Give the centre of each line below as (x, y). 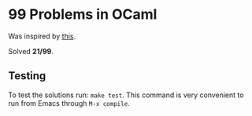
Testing (27, 76)
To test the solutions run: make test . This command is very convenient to (126, 95)
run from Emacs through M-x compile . (69, 103)
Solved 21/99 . (31, 51)
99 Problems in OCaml (83, 14)
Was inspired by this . (42, 36)
